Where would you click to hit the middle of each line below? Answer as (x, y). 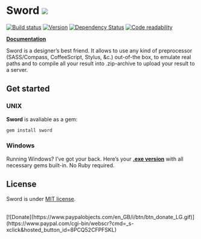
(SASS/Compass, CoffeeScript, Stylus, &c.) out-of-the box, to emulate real (99, 57)
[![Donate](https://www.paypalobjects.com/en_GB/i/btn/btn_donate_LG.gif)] (101, 217)
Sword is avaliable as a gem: (42, 119)
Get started (28, 89)
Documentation (26, 39)
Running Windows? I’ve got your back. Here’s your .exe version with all (95, 159)
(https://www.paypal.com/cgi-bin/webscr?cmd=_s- (70, 223)
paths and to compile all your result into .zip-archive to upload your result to (101, 63)
